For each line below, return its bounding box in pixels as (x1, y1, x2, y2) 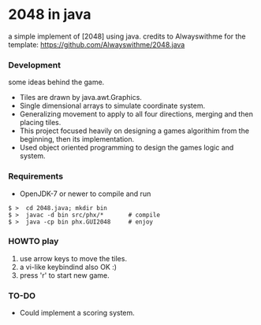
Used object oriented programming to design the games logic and (19, 143, 234, 153)
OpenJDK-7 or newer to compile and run (19, 189, 151, 198)
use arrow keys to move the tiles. (19, 253, 128, 263)
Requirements (8, 171, 64, 182)
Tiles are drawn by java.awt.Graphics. (19, 93, 142, 102)
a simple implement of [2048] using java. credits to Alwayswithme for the (8, 31, 246, 41)
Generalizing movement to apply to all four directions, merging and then (19, 109, 254, 119)
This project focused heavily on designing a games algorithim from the (19, 126, 250, 135)
